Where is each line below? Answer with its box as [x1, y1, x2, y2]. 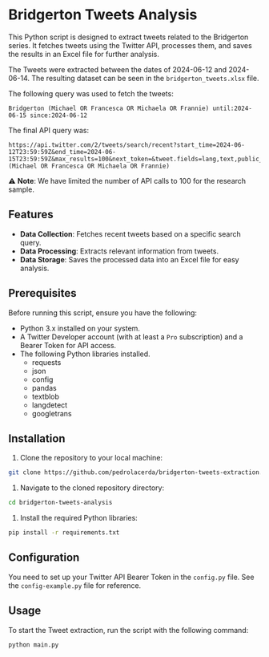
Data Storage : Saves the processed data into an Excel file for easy [19, 254, 239, 264]
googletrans [31, 408, 72, 418]
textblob [31, 391, 60, 401]
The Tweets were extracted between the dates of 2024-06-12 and [8, 64, 227, 74]
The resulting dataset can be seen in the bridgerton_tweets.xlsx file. [31, 73, 259, 83]
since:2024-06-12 [29, 111, 88, 120]
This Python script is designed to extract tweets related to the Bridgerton [8, 32, 249, 42]
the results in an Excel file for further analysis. [8, 49, 160, 59]
